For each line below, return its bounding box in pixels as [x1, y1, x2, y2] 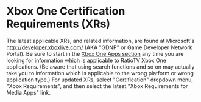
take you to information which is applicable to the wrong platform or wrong [6, 69, 194, 76]
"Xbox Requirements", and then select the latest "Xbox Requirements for [6, 82, 188, 89]
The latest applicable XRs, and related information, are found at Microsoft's [6, 37, 195, 44]
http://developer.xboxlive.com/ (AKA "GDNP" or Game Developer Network [6, 44, 193, 51]
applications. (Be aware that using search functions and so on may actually [6, 63, 195, 70]
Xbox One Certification [6, 4, 125, 18]
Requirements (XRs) [6, 17, 111, 31]
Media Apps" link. [6, 89, 51, 96]
